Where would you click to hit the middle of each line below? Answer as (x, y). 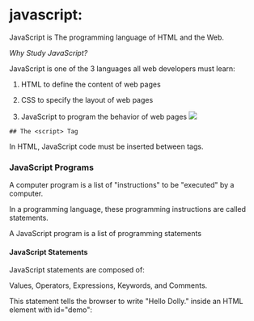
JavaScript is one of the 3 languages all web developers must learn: (122, 68)
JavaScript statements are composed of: (77, 270)
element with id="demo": (51, 310)
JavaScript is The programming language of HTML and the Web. (117, 37)
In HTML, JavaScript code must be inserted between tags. (106, 146)
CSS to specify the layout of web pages (87, 99)
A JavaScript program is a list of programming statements (105, 234)
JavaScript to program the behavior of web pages (104, 116)
